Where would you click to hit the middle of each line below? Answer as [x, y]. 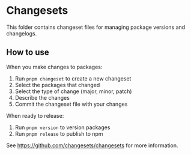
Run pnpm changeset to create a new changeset [73, 78]
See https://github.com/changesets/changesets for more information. [92, 145]
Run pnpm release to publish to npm [59, 133]
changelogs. [22, 33]
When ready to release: [35, 115]
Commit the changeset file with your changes [71, 104]
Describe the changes [42, 97]
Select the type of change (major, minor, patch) [73, 91]
